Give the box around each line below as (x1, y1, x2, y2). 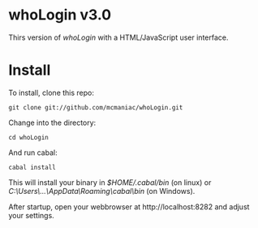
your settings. (8, 210, 54, 220)
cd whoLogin (8, 133, 49, 141)
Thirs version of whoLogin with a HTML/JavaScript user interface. (8, 32, 229, 42)
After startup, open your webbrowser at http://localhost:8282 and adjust (8, 201, 250, 212)
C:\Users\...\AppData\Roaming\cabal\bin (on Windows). (8, 186, 196, 196)
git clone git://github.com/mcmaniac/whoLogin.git (8, 103, 183, 111)
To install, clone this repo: (8, 88, 95, 97)
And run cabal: (8, 148, 58, 157)
